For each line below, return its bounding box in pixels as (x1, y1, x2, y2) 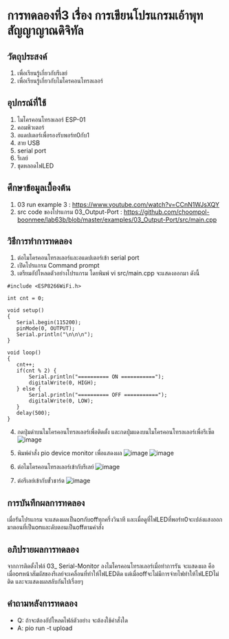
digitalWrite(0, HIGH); (28, 380, 97, 386)
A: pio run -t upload (17, 624, 73, 632)
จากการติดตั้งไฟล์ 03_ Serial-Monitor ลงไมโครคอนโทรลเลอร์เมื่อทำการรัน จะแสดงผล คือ (7, 562, 215, 570)
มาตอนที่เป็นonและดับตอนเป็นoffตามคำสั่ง (7, 523, 105, 531)
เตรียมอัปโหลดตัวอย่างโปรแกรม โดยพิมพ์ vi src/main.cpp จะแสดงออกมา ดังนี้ (17, 269, 200, 277)
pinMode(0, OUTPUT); (16, 325, 76, 332)
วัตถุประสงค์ (7, 50, 47, 62)
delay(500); (16, 410, 51, 417)
